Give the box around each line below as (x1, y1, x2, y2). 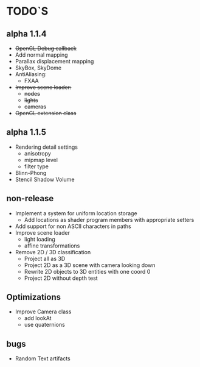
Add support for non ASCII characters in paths (15, 223, 132, 230)
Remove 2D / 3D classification (15, 248, 91, 255)
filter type (24, 163, 49, 170)
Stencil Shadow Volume (15, 176, 75, 183)
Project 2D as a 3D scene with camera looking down (24, 261, 156, 269)
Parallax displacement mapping (15, 58, 94, 65)
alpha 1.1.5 (6, 127, 47, 138)
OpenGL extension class (15, 110, 77, 116)
